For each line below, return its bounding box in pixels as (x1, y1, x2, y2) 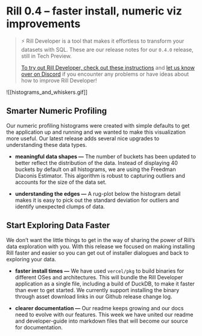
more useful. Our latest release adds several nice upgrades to (6, 134, 160, 142)
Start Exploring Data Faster (6, 220, 110, 231)
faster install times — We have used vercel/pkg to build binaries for (14, 267, 185, 275)
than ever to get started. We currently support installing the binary (14, 286, 180, 293)
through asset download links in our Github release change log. (14, 293, 172, 300)
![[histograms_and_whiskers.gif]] (6, 89, 88, 96)
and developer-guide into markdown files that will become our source (14, 317, 188, 325)
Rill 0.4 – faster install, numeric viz (6, 4, 182, 18)
